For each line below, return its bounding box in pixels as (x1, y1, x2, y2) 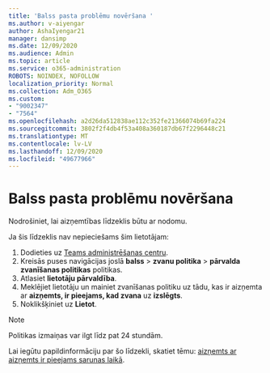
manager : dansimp (8, 34, 67, 43)
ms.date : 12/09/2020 (8, 42, 78, 50)
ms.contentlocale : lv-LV (8, 139, 92, 148)
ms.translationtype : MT (8, 132, 89, 140)
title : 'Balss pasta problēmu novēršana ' (8, 11, 154, 20)
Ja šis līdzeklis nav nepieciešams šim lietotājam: (8, 232, 170, 242)
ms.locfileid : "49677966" (8, 155, 95, 163)
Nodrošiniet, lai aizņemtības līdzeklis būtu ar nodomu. (8, 216, 188, 227)
